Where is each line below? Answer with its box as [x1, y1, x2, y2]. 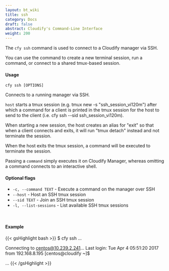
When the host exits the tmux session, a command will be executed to [5, 143, 150, 149]
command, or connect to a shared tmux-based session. [5, 60, 121, 66]
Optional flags [5, 175, 36, 181]
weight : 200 [5, 31, 30, 36]
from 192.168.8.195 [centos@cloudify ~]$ [5, 250, 90, 256]
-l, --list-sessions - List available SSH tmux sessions [12, 202, 129, 208]
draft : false [5, 21, 33, 27]
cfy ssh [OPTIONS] [5, 83, 44, 88]
